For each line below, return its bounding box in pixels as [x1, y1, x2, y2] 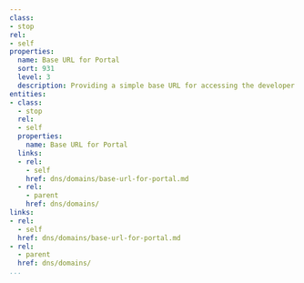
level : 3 [17, 73, 51, 82]
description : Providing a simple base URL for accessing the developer [17, 81, 296, 90]
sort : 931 [17, 65, 55, 74]
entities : [9, 89, 47, 98]
